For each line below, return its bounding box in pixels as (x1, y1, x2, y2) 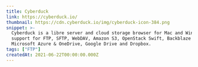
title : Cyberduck (6, 8, 49, 15)
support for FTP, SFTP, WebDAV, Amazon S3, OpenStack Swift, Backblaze (11, 36, 192, 41)
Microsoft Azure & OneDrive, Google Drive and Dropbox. (11, 41, 151, 47)
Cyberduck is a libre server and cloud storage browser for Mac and (11, 30, 183, 36)
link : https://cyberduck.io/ (6, 14, 78, 20)
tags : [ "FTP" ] (6, 47, 41, 52)
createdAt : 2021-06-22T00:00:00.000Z (6, 52, 99, 58)
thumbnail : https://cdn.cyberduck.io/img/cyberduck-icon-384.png (6, 19, 170, 25)
